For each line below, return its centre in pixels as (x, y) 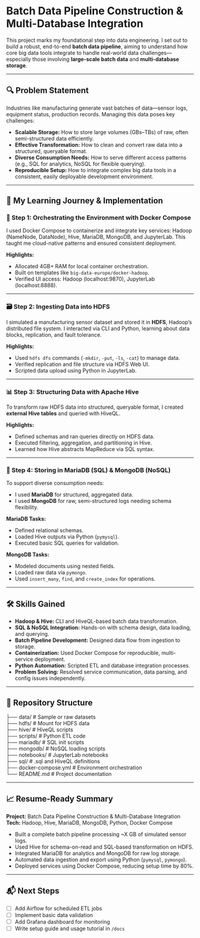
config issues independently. (50, 678)
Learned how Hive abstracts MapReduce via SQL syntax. (85, 449)
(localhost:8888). (36, 285)
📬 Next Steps (33, 891)
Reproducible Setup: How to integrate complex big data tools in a (96, 170)
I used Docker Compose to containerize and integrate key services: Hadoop (99, 231)
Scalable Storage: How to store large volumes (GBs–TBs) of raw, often (101, 132)
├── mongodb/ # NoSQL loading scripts (56, 748)
